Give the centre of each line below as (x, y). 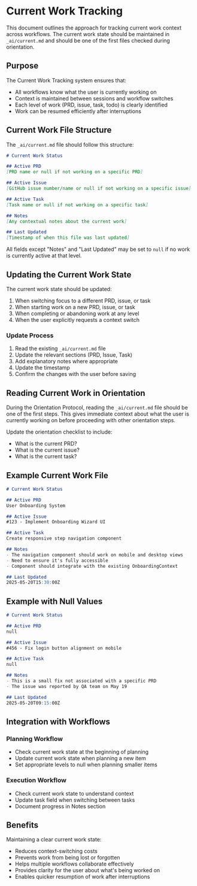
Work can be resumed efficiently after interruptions (78, 111)
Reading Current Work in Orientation (76, 393)
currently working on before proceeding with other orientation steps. (91, 420)
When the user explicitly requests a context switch (77, 320)
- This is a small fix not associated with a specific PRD (81, 681)
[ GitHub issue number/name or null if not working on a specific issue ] (99, 189)
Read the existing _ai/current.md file (60, 349)
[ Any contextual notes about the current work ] (67, 221)
